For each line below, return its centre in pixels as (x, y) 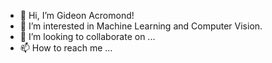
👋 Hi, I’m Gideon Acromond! (77, 15)
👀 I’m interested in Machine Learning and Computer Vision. (141, 26)
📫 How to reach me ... (66, 48)
